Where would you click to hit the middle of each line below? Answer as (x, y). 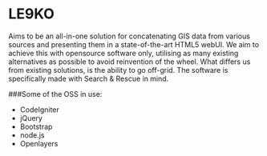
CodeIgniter (40, 110)
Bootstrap (36, 126)
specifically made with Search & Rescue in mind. (89, 78)
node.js (32, 135)
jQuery (31, 118)
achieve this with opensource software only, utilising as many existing (123, 53)
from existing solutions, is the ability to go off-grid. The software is (118, 70)
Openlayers (39, 143)
